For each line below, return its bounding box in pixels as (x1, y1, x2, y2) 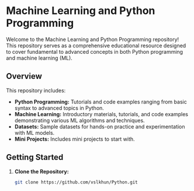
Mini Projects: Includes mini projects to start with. (14, 136, 136, 143)
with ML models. (14, 129, 55, 136)
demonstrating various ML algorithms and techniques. (14, 117, 145, 124)
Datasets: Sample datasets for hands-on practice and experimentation (14, 123, 185, 130)
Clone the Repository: (14, 168, 69, 175)
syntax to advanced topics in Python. (14, 104, 104, 112)
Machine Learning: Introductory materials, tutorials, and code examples (14, 110, 189, 117)
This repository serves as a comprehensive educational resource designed (6, 42, 186, 49)
